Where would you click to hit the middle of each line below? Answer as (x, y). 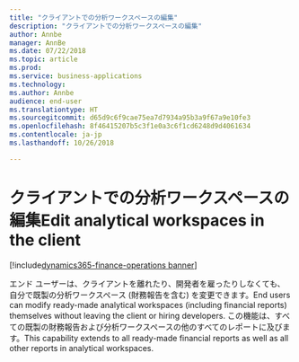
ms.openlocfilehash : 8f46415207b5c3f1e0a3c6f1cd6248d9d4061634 (130, 127)
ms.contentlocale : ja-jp (56, 135)
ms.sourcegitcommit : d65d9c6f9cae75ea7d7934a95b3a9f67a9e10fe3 (130, 118)
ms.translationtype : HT (54, 110)
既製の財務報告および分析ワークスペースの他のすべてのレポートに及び (154, 327)
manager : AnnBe (38, 43)
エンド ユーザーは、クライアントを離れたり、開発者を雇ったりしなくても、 (147, 283)
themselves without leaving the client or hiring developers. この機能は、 (142, 315)
